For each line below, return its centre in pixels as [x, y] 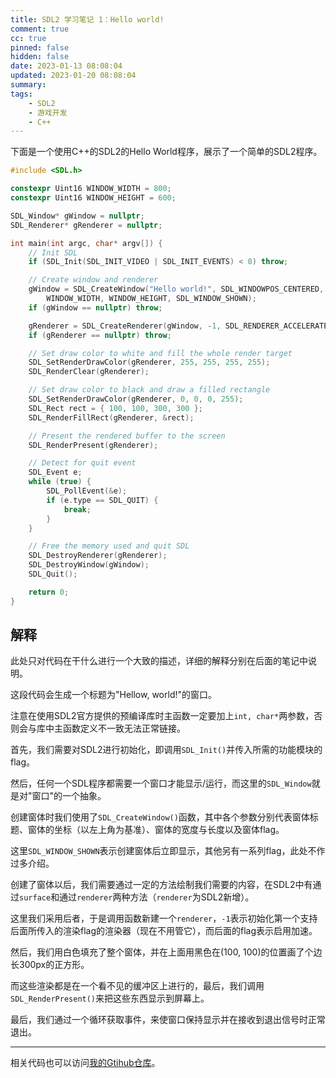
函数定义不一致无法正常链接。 [124, 728]
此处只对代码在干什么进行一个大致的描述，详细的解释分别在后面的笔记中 [159, 661]
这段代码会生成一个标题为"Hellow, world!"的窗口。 [114, 695]
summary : [28, 85]
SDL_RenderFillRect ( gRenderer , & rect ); [111, 417]
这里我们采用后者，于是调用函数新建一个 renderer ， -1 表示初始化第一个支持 [164, 918]
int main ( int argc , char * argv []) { [86, 243]
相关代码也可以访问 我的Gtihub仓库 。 [85, 1063]
